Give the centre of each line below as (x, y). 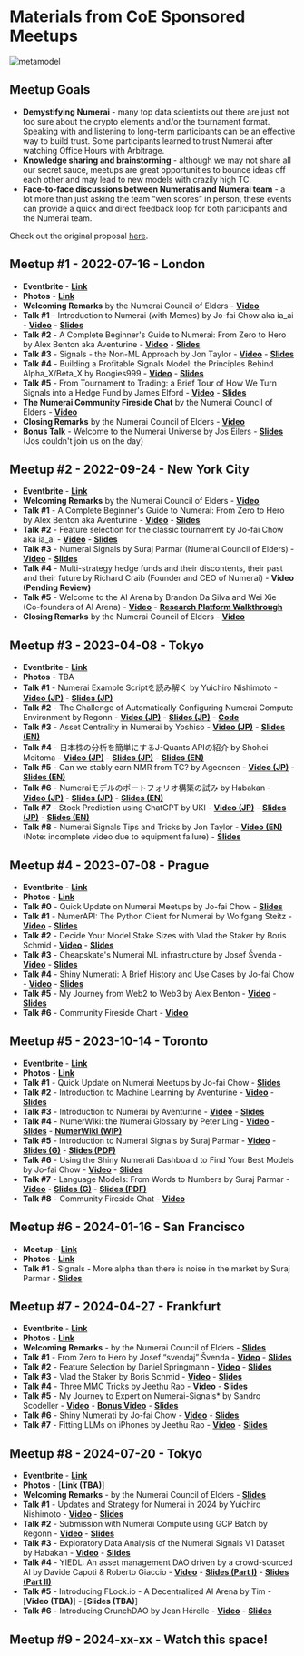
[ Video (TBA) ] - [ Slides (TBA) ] (80, 1601)
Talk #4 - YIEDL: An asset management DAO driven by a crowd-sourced (157, 1562)
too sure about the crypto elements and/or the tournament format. (146, 121)
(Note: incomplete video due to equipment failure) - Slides (132, 837)
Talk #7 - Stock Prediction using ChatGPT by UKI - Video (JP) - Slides (154, 808)
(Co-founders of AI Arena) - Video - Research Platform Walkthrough (152, 607)
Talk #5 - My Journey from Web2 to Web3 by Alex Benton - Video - (149, 994)
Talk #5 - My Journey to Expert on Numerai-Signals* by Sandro (142, 1396)
